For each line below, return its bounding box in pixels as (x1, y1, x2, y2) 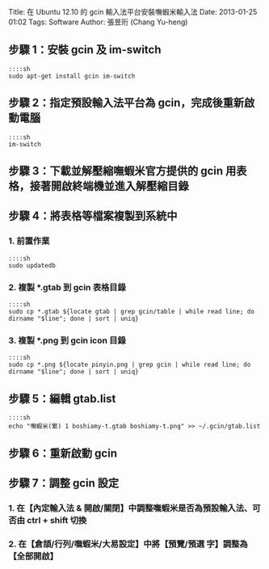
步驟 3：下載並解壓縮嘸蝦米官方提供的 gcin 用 (8, 164, 237, 178)
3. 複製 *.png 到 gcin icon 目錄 (8, 335, 127, 346)
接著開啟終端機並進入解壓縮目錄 (29, 179, 189, 193)
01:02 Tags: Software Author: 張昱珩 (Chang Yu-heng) (8, 17, 188, 27)
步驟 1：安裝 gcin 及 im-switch (8, 43, 162, 57)
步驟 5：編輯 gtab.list (8, 391, 116, 406)
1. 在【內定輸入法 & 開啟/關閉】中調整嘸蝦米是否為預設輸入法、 (8, 502, 253, 513)
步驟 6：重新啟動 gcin (8, 446, 117, 460)
